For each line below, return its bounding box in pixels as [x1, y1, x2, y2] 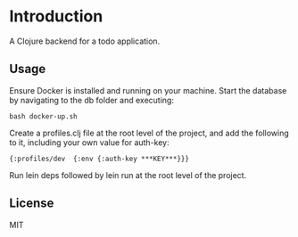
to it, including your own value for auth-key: [9, 136, 170, 148]
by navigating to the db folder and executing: [9, 94, 174, 105]
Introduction [9, 6, 103, 27]
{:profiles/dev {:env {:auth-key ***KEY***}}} [9, 154, 190, 163]
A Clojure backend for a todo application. [9, 36, 161, 46]
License [9, 196, 54, 211]
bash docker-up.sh [9, 111, 78, 121]
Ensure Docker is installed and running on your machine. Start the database [9, 85, 287, 95]
